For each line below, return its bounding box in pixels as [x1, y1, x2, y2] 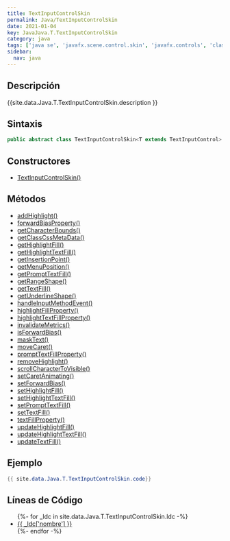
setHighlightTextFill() [16, 394, 76, 402]
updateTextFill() [16, 437, 62, 446]
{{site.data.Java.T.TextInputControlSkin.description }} [7, 98, 158, 106]
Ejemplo [7, 457, 42, 469]
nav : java [13, 55, 41, 62]
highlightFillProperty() [16, 306, 79, 314]
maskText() [16, 335, 49, 344]
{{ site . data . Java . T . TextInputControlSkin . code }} [7, 475, 152, 482]
